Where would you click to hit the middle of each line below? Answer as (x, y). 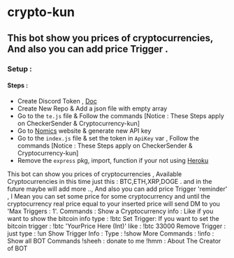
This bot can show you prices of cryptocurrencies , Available (95, 174)
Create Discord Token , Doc (57, 101)
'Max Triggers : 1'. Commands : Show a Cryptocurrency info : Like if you (110, 211)
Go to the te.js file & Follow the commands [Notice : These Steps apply (121, 115)
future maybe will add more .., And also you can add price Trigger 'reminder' (117, 189)
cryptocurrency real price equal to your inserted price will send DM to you (114, 203)
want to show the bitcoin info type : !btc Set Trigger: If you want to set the (113, 218)
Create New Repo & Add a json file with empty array (92, 108)
